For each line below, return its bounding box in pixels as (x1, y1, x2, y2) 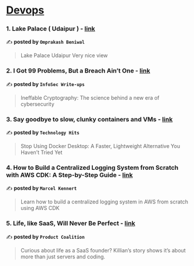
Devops (6, 4, 45, 17)
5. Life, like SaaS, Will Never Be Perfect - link (6, 219, 135, 228)
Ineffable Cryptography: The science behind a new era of (20, 94, 160, 101)
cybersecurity (20, 100, 55, 107)
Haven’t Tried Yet (20, 149, 63, 156)
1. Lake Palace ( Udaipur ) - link (6, 25, 95, 33)
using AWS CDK (20, 205, 60, 212)
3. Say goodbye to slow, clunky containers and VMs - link (6, 115, 173, 123)
